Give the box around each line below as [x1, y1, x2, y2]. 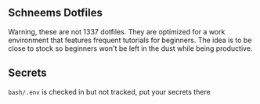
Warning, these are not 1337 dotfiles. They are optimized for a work [8, 27, 226, 36]
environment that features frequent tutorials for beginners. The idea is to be [8, 35, 252, 45]
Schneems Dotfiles [8, 6, 103, 20]
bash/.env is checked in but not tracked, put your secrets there [8, 87, 211, 96]
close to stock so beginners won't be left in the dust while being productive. [8, 43, 253, 53]
